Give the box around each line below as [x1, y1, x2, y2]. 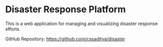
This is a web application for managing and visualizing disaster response [5, 20, 158, 27]
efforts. [5, 26, 21, 32]
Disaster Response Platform [5, 4, 126, 15]
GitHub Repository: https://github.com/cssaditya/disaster [5, 36, 126, 42]
